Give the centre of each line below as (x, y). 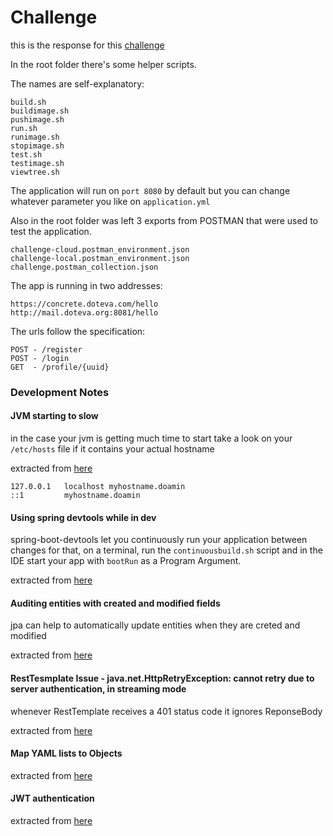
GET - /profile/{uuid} (60, 367)
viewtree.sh (35, 172)
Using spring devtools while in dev (83, 517)
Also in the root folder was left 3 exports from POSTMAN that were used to (164, 220)
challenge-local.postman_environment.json (100, 258)
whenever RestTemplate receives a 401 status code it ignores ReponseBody (166, 711)
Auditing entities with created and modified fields (115, 603)
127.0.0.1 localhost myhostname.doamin (98, 487)
